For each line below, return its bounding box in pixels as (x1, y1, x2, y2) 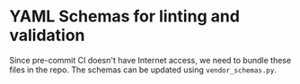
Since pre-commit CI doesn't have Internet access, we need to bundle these (9, 55, 292, 65)
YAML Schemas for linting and (9, 6, 241, 27)
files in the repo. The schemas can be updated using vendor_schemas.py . (9, 64, 277, 75)
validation (9, 25, 85, 46)
